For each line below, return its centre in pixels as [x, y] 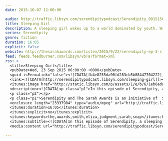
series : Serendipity [27, 33]
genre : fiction [21, 38]
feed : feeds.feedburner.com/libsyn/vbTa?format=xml [60, 56]
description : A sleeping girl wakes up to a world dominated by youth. [81, 28]
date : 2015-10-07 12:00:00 [33, 10]
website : [14, 51]
